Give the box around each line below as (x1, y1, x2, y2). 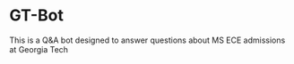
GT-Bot (9, 5, 65, 26)
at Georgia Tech (9, 44, 69, 54)
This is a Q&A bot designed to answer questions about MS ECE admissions (9, 35, 286, 45)
